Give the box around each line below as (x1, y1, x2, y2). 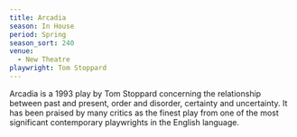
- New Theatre (17, 55, 70, 64)
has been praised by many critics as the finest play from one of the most (9, 107, 280, 118)
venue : (9, 47, 34, 56)
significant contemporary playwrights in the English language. (9, 116, 239, 127)
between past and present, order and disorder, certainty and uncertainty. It (9, 97, 288, 108)
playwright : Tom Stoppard (9, 64, 107, 73)
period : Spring (9, 30, 67, 39)
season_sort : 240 (9, 38, 75, 48)
